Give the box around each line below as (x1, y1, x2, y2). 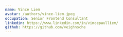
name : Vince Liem (5, 7, 40, 12)
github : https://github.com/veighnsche (5, 25, 86, 30)
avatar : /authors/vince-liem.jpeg (5, 12, 75, 16)
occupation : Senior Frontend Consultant (5, 16, 88, 21)
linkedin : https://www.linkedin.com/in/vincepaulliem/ (5, 20, 119, 25)
